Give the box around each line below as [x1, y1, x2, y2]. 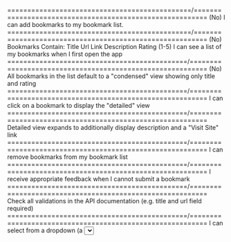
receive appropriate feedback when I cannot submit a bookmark [7, 175, 190, 183]
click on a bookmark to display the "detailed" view [7, 102, 150, 109]
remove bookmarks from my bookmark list [7, 153, 128, 161]
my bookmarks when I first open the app [7, 50, 123, 58]
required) [7, 204, 34, 212]
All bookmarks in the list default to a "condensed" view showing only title [7, 72, 216, 80]
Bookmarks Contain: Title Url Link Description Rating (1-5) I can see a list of [7, 43, 222, 50]
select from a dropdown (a [7, 226, 83, 234]
